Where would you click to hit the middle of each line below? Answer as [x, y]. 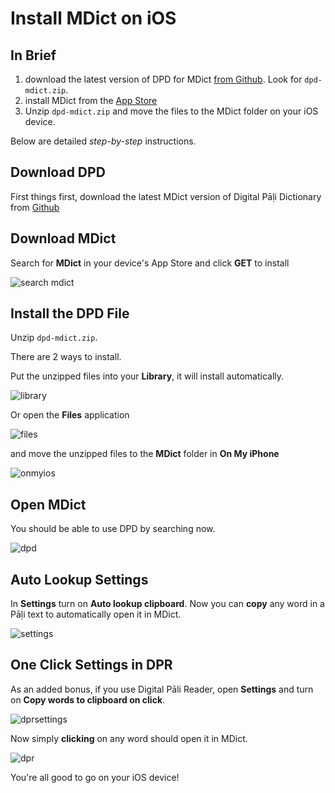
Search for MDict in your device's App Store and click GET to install [150, 263]
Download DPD [58, 172]
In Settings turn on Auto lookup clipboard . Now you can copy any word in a [167, 604]
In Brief [33, 55]
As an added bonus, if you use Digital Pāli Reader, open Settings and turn [162, 689]
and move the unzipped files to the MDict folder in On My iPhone [145, 454]
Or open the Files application [70, 415]
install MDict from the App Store [91, 100]
